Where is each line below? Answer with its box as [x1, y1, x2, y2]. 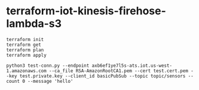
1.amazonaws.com [6, 67, 47, 74]
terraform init [6, 36, 44, 42]
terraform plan [6, 46, 44, 53]
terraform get [6, 42, 42, 48]
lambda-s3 [6, 17, 62, 30]
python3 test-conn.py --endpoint [6, 63, 90, 69]
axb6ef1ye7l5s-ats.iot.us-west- [91, 63, 172, 69]
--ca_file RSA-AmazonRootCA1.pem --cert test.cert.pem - [48, 67, 194, 74]
